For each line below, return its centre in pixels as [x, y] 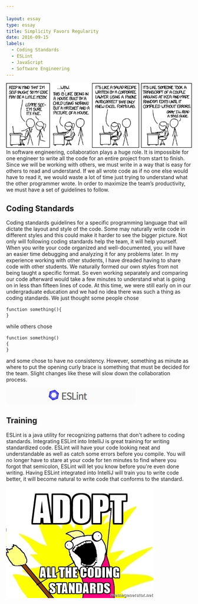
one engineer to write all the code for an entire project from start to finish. [95, 158]
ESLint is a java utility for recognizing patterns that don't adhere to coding [95, 435]
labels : [16, 44]
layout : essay [24, 19]
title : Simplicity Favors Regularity [52, 31]
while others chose [29, 327]
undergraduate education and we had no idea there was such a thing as [93, 292]
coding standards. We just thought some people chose [72, 298]
